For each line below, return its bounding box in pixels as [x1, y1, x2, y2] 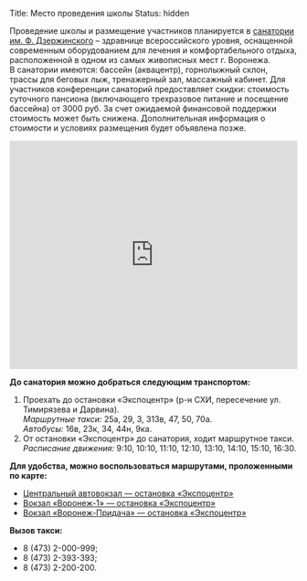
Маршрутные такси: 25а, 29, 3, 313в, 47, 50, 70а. [22, 414, 213, 424]
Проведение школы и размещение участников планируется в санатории [9, 26, 295, 36]
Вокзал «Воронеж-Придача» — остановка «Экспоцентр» [22, 507, 247, 518]
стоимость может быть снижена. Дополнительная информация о [9, 113, 266, 123]
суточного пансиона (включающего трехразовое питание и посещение [9, 93, 290, 104]
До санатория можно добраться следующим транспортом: [9, 376, 251, 387]
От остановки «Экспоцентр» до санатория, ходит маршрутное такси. [22, 433, 294, 444]
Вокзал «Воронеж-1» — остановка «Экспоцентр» [22, 498, 217, 508]
